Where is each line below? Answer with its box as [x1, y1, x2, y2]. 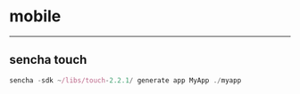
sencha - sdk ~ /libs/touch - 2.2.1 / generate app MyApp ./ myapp [9, 75, 242, 85]
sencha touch [9, 52, 87, 67]
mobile [9, 6, 62, 27]
